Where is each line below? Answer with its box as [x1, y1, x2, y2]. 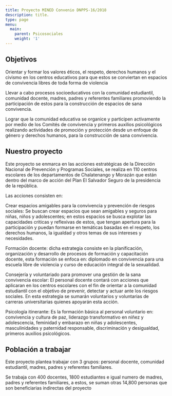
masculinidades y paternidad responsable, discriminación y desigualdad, [5, 325, 160, 331]
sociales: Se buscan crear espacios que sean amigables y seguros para [5, 208, 157, 214]
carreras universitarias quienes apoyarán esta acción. [5, 299, 119, 305]
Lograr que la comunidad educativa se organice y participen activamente [5, 116, 160, 122]
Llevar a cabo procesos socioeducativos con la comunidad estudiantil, [5, 89, 155, 95]
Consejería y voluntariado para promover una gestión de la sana [5, 271, 141, 278]
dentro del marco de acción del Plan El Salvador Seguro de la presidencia [5, 177, 161, 183]
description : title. [5, 12, 50, 17]
